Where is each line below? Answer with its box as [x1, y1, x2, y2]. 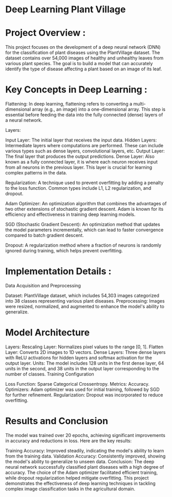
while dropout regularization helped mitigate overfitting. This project [5, 474, 149, 481]
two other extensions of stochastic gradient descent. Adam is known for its [5, 206, 164, 212]
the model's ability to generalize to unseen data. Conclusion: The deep [5, 458, 155, 465]
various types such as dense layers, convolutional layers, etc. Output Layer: [5, 148, 165, 154]
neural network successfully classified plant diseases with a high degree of [5, 464, 164, 470]
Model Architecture [5, 327, 90, 339]
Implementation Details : [5, 266, 112, 277]
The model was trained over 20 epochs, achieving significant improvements [5, 432, 165, 438]
